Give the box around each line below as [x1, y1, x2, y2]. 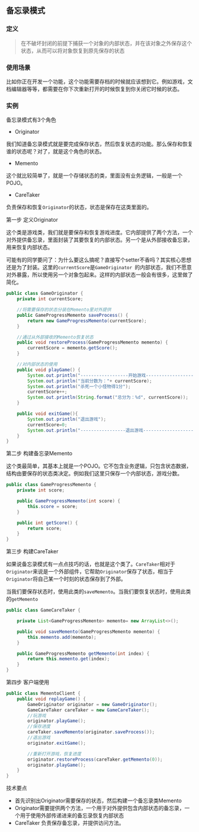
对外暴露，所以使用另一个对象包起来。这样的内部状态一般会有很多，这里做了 [6, 271, 193, 278]
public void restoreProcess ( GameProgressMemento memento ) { [17, 339, 168, 346]
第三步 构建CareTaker [6, 548, 59, 555]
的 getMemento [6, 595, 38, 603]
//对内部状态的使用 [17, 361, 58, 367]
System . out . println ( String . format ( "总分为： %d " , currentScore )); [27, 395, 188, 401]
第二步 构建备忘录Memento [6, 450, 73, 457]
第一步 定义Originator [6, 216, 58, 223]
